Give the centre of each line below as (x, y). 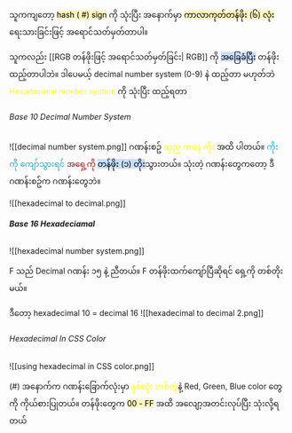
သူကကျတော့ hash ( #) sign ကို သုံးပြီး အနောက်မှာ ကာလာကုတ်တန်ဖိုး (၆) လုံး (142, 15)
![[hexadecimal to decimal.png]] (67, 203)
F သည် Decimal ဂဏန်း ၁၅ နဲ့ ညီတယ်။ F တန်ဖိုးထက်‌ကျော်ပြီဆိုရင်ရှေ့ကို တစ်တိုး (146, 271)
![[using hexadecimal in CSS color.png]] (82, 366)
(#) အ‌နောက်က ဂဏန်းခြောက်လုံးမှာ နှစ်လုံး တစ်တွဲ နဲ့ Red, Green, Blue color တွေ (146, 386)
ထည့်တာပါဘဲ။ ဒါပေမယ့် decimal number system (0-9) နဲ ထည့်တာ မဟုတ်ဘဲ (142, 74)
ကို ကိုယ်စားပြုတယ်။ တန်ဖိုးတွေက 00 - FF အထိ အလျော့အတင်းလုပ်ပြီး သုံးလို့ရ (144, 403)
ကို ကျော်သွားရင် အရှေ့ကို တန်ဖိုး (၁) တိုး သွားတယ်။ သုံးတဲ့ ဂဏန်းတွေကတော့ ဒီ (142, 164)
